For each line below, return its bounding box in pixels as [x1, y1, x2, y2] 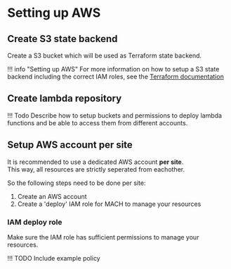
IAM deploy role [7, 217, 62, 227]
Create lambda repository [7, 92, 122, 104]
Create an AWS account [17, 192, 87, 200]
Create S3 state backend [7, 33, 118, 45]
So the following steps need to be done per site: [7, 179, 146, 187]
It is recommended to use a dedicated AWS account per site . [7, 158, 184, 166]
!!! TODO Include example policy [7, 254, 100, 262]
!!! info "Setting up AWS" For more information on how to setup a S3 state [7, 65, 220, 73]
